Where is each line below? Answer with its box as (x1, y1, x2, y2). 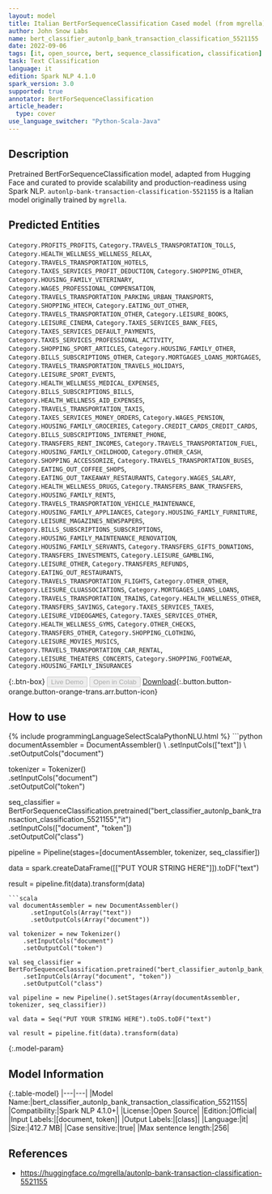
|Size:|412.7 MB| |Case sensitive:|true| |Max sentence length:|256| (8, 1123, 230, 1133)
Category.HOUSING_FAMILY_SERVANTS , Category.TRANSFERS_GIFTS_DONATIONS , (8, 541, 254, 551)
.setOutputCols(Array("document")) (29, 916, 151, 924)
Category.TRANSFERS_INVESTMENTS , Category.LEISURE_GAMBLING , (8, 550, 215, 559)
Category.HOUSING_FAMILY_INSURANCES (8, 661, 132, 670)
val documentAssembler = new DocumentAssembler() (8, 901, 180, 910)
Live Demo (51, 678, 83, 686)
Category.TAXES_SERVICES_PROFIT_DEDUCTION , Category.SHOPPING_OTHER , (8, 265, 244, 276)
